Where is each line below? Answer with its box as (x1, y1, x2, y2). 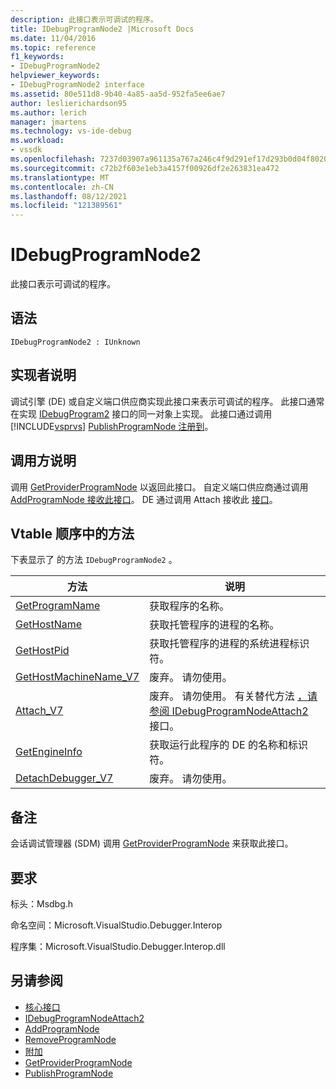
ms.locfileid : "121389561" (10, 201, 123, 211)
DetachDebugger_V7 (15, 771, 114, 785)
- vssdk (10, 145, 43, 155)
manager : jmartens (10, 117, 87, 127)
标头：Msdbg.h (10, 897, 74, 910)
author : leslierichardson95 (10, 98, 128, 108)
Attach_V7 (15, 704, 64, 718)
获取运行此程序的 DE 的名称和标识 (149, 738, 308, 752)
